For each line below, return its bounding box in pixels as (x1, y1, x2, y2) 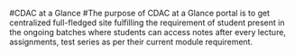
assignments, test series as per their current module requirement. (9, 36, 254, 47)
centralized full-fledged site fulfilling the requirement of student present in (9, 17, 285, 28)
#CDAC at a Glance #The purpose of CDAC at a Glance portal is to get (9, 8, 271, 18)
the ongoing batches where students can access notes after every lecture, (9, 27, 287, 37)
